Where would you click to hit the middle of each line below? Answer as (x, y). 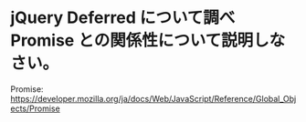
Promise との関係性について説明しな (148, 41)
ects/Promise (35, 108)
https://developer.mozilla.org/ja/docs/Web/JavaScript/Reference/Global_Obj (153, 98)
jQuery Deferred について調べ (123, 18)
